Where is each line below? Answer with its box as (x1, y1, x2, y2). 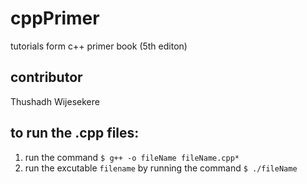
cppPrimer (10, 7, 100, 30)
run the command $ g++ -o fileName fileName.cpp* (24, 151, 240, 163)
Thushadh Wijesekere (10, 95, 100, 107)
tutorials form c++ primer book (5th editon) (10, 40, 188, 52)
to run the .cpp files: (10, 125, 140, 142)
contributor (10, 69, 83, 86)
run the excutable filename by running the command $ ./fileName (24, 162, 298, 174)
